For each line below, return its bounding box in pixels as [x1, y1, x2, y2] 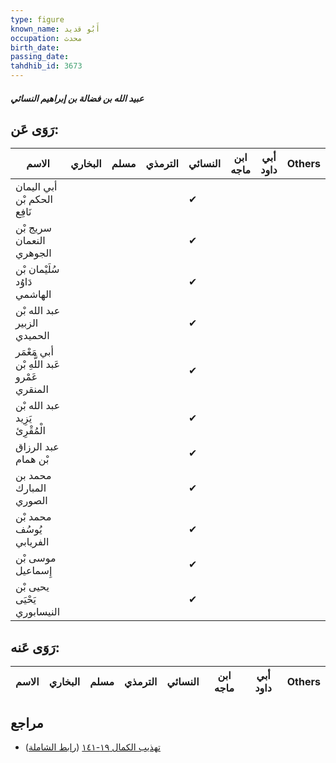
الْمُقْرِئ [15, 424, 47, 438]
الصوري [15, 494, 48, 508]
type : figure [10, 14, 65, 25]
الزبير [15, 316, 39, 330]
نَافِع [15, 205, 32, 219]
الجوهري [15, 246, 52, 260]
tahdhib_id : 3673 [10, 61, 83, 71]
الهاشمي [15, 287, 52, 301]
